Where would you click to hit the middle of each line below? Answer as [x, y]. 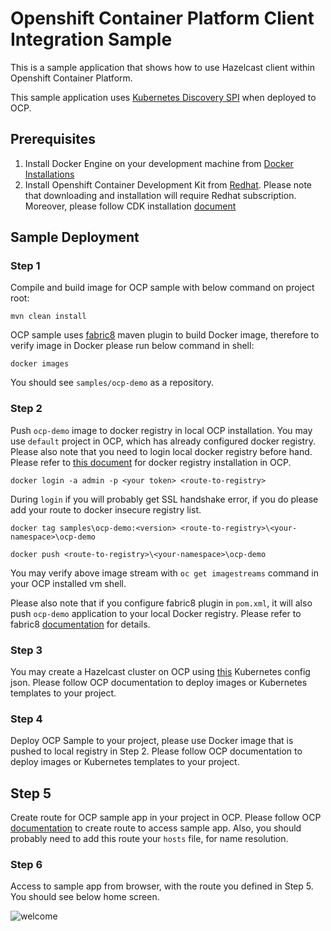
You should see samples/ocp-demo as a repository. [112, 383]
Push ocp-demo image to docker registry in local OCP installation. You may [161, 430]
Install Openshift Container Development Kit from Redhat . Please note [168, 184]
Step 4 [26, 719]
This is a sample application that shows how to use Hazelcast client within [163, 67]
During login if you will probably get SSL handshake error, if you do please [164, 499]
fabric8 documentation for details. [80, 624]
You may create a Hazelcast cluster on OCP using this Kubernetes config [160, 672]
